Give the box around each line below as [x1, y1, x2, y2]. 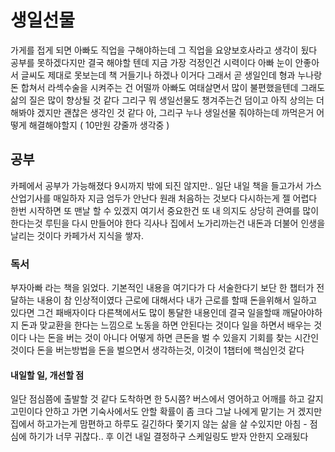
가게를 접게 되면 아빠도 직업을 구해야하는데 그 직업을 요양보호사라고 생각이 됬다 [10, 44, 318, 56]
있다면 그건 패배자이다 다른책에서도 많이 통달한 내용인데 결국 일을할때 [10, 307, 280, 319]
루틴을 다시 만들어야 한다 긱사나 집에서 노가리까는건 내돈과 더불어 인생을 [44, 217, 326, 229]
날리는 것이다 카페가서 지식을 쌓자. [10, 229, 144, 241]
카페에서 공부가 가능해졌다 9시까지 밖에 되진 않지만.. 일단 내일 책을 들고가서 [10, 179, 304, 191]
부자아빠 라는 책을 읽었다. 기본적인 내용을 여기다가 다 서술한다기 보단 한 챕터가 [10, 282, 315, 294]
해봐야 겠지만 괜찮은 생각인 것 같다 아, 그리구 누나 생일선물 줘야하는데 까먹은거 [10, 106, 315, 118]
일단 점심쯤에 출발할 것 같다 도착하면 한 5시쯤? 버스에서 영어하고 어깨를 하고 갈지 [10, 393, 324, 405]
